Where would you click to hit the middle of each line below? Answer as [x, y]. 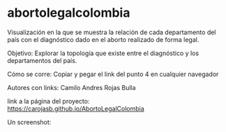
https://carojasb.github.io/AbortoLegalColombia [76, 108]
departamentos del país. [42, 60]
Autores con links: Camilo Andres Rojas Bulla [71, 87]
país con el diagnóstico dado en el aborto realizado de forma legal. [103, 39]
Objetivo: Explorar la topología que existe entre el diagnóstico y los [103, 53]
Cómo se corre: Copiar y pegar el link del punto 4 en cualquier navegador [113, 74]
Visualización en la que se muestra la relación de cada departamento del [112, 32]
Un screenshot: [29, 122]
